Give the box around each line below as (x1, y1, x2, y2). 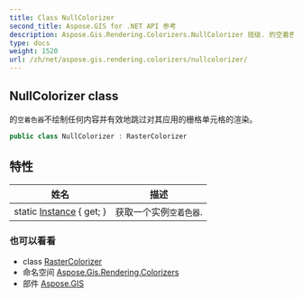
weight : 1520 (9, 47, 59, 56)
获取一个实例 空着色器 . (115, 205, 203, 218)
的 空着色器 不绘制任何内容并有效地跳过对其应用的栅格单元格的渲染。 (9, 114, 258, 125)
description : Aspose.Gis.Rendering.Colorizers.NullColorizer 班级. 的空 (9, 30, 283, 39)
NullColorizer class (9, 88, 119, 104)
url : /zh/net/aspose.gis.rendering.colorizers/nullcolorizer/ (9, 55, 248, 64)
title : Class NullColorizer (9, 13, 115, 23)
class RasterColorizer (22, 256, 102, 266)
